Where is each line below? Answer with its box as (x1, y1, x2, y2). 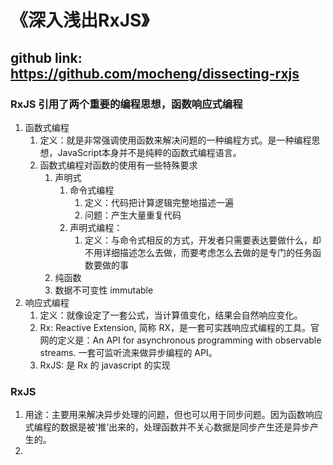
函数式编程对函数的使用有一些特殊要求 (39, 159, 198, 171)
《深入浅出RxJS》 (10, 9, 150, 32)
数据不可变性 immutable (54, 284, 154, 296)
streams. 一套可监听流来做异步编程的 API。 (39, 346, 218, 358)
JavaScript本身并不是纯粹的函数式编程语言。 (57, 146, 242, 158)
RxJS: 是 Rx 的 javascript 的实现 (39, 359, 171, 371)
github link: (10, 49, 83, 66)
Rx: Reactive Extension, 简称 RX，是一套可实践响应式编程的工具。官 (39, 321, 320, 333)
